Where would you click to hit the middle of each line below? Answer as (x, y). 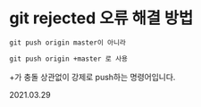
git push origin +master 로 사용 (68, 59)
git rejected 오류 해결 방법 (101, 18)
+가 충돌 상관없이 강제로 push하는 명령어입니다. (92, 77)
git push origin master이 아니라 (68, 42)
